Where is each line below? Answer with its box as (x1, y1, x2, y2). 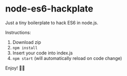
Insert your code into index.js (12, 50, 73, 56)
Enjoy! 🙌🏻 (5, 65, 25, 71)
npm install (12, 45, 38, 50)
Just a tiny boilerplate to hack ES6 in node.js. (5, 20, 98, 26)
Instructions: (5, 29, 31, 35)
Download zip (12, 39, 41, 45)
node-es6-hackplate (5, 3, 94, 15)
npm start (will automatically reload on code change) (12, 55, 122, 61)
